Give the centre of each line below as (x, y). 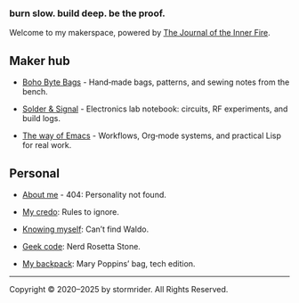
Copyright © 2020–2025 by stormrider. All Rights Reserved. (119, 289)
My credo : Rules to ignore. (71, 211)
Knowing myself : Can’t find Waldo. (85, 229)
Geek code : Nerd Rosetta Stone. (81, 246)
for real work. (47, 145)
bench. (35, 92)
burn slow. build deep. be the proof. (88, 13)
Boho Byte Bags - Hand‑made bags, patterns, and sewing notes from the (156, 82)
